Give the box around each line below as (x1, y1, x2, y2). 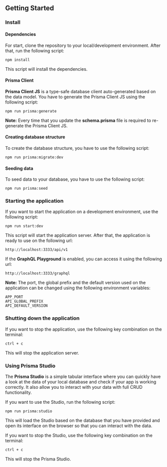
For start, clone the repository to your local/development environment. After (5, 42, 161, 48)
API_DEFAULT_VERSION (5, 303, 48, 308)
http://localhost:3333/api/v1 (5, 247, 68, 252)
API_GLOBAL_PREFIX (5, 299, 43, 304)
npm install (5, 57, 30, 62)
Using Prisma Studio (5, 362, 56, 369)
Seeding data (5, 165, 33, 171)
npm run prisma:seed (5, 186, 48, 191)
